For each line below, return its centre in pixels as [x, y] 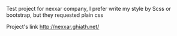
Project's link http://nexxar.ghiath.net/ [53, 27]
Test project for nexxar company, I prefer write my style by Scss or [88, 9]
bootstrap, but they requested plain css [55, 15]
